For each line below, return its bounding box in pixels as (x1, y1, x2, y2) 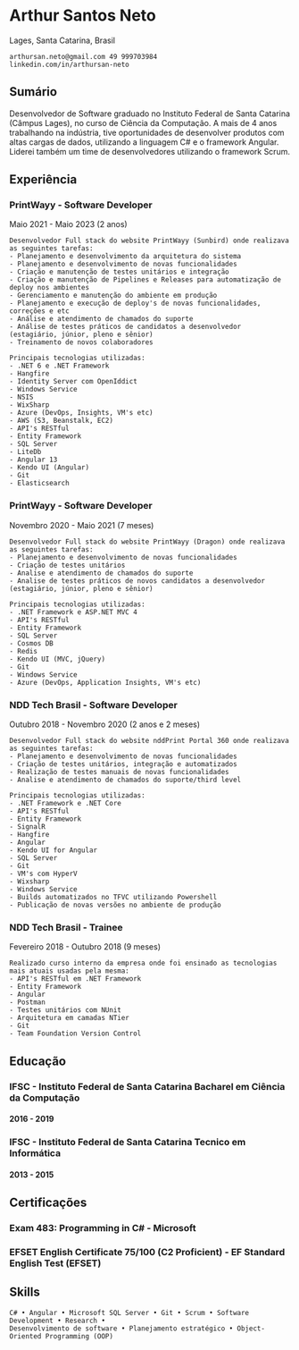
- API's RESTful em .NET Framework (9, 975, 142, 983)
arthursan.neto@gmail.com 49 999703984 (9, 52, 158, 61)
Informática (9, 1147, 61, 1160)
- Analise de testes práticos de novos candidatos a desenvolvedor (9, 576, 266, 586)
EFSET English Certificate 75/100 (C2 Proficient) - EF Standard (9, 1245, 286, 1258)
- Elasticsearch (9, 479, 70, 488)
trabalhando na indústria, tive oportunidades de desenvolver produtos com (9, 127, 285, 138)
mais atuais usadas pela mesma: (9, 966, 129, 975)
